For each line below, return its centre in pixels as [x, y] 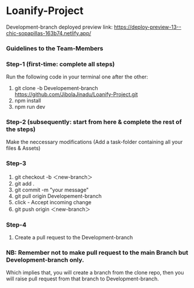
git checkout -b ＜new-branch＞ [53, 177]
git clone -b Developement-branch [56, 88]
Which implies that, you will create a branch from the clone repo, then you [95, 273]
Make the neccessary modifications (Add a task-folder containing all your [94, 142]
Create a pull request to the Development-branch [74, 238]
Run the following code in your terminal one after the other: [77, 77]
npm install [28, 101]
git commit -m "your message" [51, 190]
